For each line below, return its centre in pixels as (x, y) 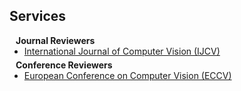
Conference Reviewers (64, 65)
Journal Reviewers (55, 40)
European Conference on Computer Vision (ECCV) (127, 75)
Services (38, 16)
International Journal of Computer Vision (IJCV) (122, 51)
